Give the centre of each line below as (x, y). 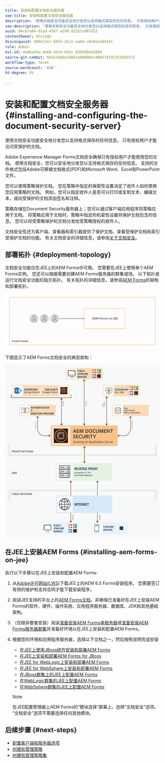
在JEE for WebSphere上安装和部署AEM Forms (66, 668)
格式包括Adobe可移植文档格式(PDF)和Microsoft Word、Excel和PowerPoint (84, 169)
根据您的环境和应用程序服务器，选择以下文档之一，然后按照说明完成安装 (85, 639)
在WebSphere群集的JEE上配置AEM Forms (62, 687)
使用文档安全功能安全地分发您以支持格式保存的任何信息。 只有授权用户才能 (81, 140)
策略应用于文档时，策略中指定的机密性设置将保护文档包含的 (92, 215)
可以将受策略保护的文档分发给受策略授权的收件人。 (71, 221)
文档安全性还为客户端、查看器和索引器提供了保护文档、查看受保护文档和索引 (82, 231)
